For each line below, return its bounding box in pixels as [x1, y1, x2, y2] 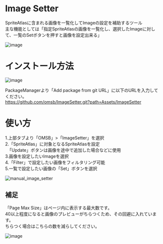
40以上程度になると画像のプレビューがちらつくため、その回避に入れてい [5, 211, 153, 217]
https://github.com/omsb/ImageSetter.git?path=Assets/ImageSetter [5, 99, 141, 105]
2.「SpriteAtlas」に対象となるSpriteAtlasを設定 [5, 141, 100, 147]
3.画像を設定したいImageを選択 [5, 153, 69, 159]
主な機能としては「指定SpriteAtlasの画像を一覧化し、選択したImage [5, 26, 143, 32]
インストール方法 [5, 61, 74, 72]
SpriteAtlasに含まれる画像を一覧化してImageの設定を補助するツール [5, 20, 143, 26]
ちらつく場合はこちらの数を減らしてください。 [5, 223, 100, 229]
